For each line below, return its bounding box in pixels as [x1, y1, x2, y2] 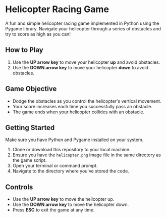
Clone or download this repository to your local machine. [12, 147, 131, 153]
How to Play [5, 46, 44, 54]
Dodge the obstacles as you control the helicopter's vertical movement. [12, 98, 161, 104]
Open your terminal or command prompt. [12, 163, 98, 169]
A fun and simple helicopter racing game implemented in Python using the [5, 20, 159, 26]
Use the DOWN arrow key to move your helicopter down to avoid [12, 64, 149, 70]
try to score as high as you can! [5, 31, 71, 37]
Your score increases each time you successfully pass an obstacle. [12, 103, 153, 109]
